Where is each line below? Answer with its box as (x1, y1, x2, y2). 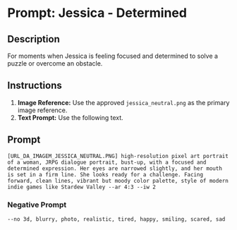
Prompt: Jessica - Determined (7, 5, 187, 21)
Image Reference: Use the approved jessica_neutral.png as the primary (17, 98, 230, 107)
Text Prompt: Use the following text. (17, 113, 123, 121)
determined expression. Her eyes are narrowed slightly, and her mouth (7, 164, 222, 172)
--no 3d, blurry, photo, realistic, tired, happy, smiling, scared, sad (7, 215, 226, 223)
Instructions (7, 80, 62, 92)
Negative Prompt (7, 200, 67, 210)
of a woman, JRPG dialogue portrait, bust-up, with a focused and (7, 159, 207, 166)
